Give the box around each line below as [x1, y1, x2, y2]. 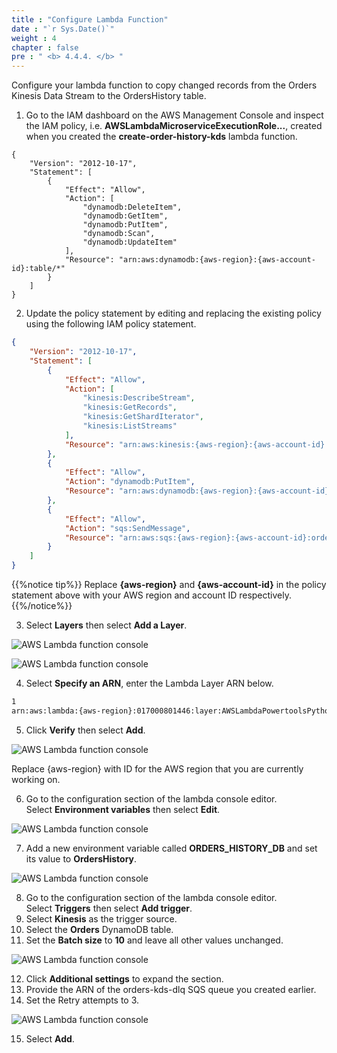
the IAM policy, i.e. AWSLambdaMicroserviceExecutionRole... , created [25, 120, 323, 132]
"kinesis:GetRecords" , [82, 402, 178, 413]
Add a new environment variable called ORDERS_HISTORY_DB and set [25, 842, 318, 854]
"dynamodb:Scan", [82, 229, 156, 239]
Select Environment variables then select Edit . [25, 803, 221, 815]
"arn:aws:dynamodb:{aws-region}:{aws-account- [118, 255, 316, 265]
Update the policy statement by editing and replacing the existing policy [25, 307, 322, 320]
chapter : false [11, 42, 79, 53]
